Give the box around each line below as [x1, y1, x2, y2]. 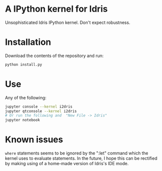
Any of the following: [5, 95, 47, 100]
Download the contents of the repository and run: [5, 53, 104, 58]
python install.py [5, 62, 42, 67]
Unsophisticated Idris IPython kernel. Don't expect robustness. [5, 19, 130, 25]
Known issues [5, 134, 63, 145]
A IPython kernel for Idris [5, 3, 108, 15]
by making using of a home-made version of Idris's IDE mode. [5, 161, 129, 167]
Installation [5, 37, 51, 48]
